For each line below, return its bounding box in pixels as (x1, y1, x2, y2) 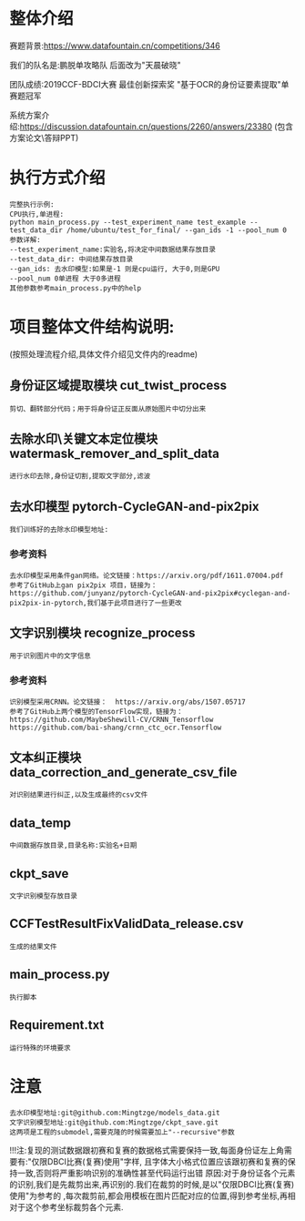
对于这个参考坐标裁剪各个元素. (9, 1202, 125, 1213)
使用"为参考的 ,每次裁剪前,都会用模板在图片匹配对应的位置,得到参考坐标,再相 (9, 1190, 296, 1202)
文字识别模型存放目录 (9, 891, 77, 901)
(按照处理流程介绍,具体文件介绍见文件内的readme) (9, 348, 198, 360)
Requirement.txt (9, 1017, 105, 1033)
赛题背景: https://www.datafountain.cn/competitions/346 (9, 40, 220, 51)
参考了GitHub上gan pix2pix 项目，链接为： (9, 580, 158, 590)
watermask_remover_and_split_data (9, 446, 220, 462)
